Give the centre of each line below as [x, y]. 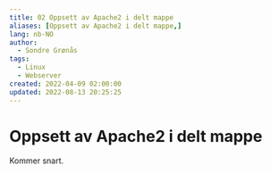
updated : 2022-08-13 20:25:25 [66, 92]
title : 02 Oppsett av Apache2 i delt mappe [92, 17]
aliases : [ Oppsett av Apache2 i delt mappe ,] [95, 26]
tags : [19, 59]
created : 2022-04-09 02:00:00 [66, 84]
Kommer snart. [37, 161]
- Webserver [40, 76]
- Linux [32, 68]
